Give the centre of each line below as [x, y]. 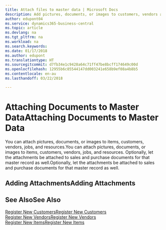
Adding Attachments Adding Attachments [70, 183]
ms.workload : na [22, 42]
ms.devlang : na [21, 33]
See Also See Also [33, 200]
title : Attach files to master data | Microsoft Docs [62, 10]
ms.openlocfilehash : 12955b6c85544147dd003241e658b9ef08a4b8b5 [72, 69]
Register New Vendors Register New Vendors [51, 217]
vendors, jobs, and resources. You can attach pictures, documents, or [75, 147]
